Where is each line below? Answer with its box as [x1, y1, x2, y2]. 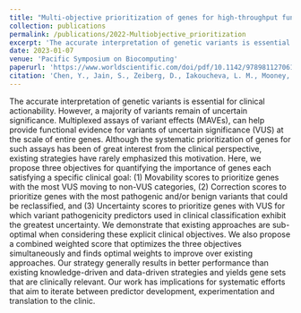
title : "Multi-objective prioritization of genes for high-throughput [9, 13, 279, 22]
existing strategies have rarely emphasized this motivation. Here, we [9, 153, 262, 164]
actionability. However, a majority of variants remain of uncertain [9, 105, 248, 116]
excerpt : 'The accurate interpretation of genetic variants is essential [9, 38, 291, 47]
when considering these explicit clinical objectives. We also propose [39, 229, 291, 240]
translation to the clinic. [9, 295, 96, 306]
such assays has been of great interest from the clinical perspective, [9, 143, 262, 154]
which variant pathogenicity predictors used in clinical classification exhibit [9, 209, 287, 220]
